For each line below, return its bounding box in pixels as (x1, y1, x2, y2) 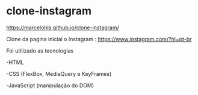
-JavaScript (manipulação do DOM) (6, 82, 94, 89)
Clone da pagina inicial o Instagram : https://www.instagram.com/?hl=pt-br (6, 35, 192, 42)
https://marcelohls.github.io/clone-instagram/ (6, 24, 119, 31)
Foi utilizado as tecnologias (6, 47, 74, 54)
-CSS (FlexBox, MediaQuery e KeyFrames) (6, 70, 112, 77)
